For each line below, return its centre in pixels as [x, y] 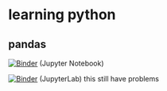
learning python [62, 15]
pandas [27, 44]
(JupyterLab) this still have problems [99, 79]
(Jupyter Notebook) [72, 63]
